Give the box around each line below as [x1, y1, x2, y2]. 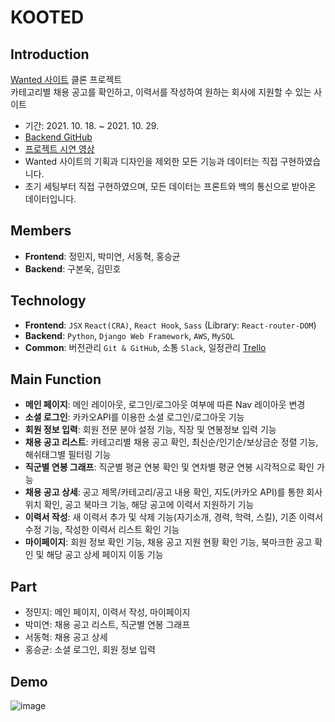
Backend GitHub [24, 131, 93, 143]
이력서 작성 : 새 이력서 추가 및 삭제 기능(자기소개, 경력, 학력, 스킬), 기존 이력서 [24, 511, 324, 523]
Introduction [10, 46, 90, 63]
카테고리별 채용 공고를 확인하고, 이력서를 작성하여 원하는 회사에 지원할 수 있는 [10, 86, 312, 98]
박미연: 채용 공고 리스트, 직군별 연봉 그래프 [24, 619, 191, 631]
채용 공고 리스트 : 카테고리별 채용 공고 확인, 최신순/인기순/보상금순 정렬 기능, [24, 436, 319, 448]
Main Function [10, 371, 102, 388]
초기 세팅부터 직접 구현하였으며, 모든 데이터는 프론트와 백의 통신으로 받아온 [24, 181, 317, 192]
